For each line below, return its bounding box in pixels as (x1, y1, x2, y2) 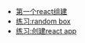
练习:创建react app (15, 27, 77, 35)
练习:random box (15, 16, 71, 26)
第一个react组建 (15, 7, 68, 16)
